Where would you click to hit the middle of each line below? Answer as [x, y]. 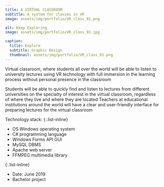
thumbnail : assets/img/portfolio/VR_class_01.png [61, 55]
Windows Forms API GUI [37, 139]
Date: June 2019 [29, 174]
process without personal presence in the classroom [58, 79]
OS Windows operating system [43, 129]
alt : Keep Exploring [26, 28]
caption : [14, 41]
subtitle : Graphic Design [36, 50]
